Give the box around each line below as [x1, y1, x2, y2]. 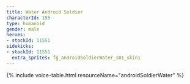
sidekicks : [6, 44, 34, 50]
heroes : [6, 32, 26, 38]
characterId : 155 [6, 15, 51, 21]
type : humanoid [6, 20, 45, 26]
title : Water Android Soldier [6, 9, 84, 15]
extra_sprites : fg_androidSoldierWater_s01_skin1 [12, 55, 141, 61]
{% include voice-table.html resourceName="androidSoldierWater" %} [6, 71, 185, 78]
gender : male [6, 26, 40, 32]
